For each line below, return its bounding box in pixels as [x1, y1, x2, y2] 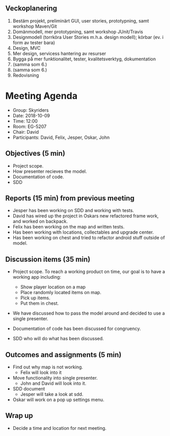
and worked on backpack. [12, 218, 68, 224]
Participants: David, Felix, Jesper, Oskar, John [12, 134, 110, 140]
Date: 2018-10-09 [12, 112, 50, 118]
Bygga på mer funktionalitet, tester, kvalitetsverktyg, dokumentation [12, 56, 156, 62]
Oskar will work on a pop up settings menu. [12, 397, 104, 403]
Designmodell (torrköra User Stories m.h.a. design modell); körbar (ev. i [12, 34, 164, 40]
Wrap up [5, 411, 33, 420]
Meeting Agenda [5, 90, 78, 101]
